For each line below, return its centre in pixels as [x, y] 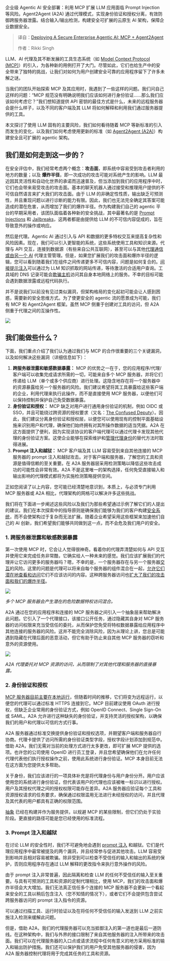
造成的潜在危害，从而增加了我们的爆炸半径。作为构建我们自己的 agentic [80, 206]
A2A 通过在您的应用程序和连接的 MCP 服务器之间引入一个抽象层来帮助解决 [83, 612]
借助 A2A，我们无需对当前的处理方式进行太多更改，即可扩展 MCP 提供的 [81, 746]
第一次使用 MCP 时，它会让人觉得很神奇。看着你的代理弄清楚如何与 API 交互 [85, 549]
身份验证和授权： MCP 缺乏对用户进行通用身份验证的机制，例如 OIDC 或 [88, 406]
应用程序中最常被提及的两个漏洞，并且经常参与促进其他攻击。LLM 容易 [83, 851]
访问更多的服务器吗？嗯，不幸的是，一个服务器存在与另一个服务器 [91, 562]
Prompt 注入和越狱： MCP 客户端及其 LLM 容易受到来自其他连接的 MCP [88, 451]
